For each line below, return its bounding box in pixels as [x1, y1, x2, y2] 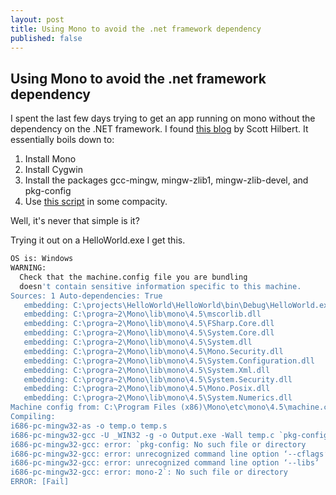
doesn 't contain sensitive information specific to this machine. [19, 281, 302, 291]
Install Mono [24, 153, 77, 165]
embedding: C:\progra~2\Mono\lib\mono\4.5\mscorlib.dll [23, 309, 262, 320]
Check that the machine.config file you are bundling [19, 272, 248, 282]
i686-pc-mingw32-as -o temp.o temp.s [10, 421, 168, 431]
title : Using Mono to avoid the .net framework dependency [10, 24, 262, 34]
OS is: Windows [10, 254, 74, 264]
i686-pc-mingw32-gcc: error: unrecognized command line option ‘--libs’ [10, 458, 320, 468]
